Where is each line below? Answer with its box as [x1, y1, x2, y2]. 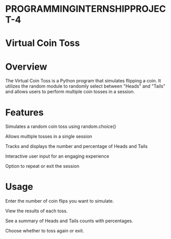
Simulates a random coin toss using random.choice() [5, 123, 116, 129]
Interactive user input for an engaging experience [5, 153, 110, 159]
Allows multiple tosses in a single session [5, 134, 92, 140]
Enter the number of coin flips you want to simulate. [5, 198, 114, 204]
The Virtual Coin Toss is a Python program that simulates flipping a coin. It [5, 78, 161, 84]
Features [5, 106, 44, 118]
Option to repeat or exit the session [5, 163, 80, 169]
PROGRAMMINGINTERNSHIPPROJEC [5, 3, 166, 15]
